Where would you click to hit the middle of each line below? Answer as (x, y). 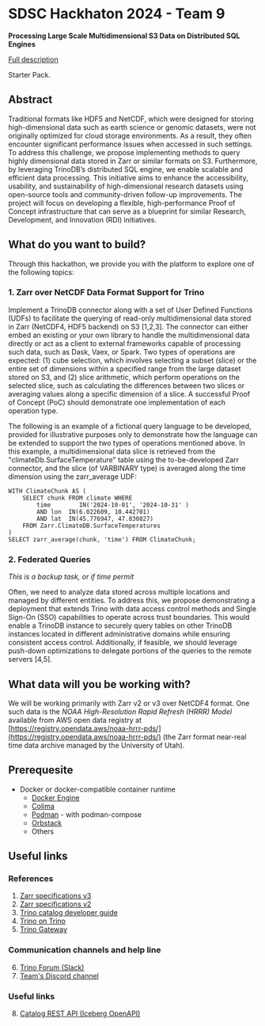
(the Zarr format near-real (204, 736)
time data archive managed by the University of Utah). (97, 745)
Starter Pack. (30, 74)
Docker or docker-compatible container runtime (97, 789)
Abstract (30, 100)
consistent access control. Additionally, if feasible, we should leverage (123, 643)
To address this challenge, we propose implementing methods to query (124, 152)
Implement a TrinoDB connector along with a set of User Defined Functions (131, 310)
